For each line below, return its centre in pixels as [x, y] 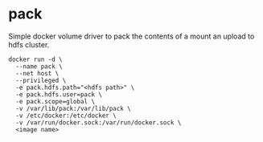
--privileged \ [41, 80]
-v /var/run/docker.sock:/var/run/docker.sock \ [99, 122]
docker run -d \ [35, 59]
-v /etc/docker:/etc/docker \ [66, 116]
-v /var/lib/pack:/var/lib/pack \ [73, 108]
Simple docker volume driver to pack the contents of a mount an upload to [131, 36]
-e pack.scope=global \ [55, 101]
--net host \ [37, 73]
